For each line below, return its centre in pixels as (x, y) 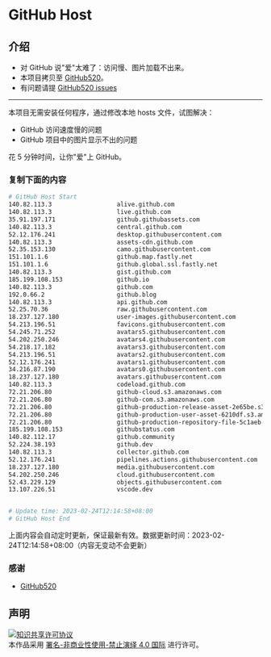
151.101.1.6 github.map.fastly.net (101, 257)
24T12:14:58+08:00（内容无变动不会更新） (80, 546)
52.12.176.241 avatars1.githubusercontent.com (117, 362)
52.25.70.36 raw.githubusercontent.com (108, 310)
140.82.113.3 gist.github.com (90, 272)
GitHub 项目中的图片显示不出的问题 (79, 140)
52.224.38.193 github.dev (81, 445)
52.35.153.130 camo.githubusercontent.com (110, 249)
